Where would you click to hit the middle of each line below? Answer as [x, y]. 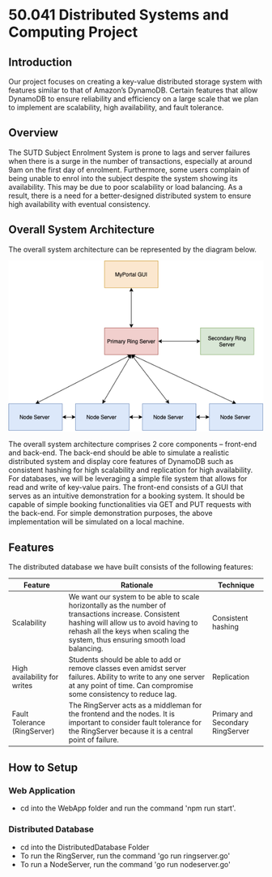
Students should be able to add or [125, 660]
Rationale [137, 585]
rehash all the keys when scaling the [129, 631]
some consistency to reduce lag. [123, 694]
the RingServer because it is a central [131, 731]
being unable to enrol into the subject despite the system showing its [123, 178]
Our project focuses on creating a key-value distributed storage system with [136, 82]
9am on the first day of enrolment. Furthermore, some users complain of [129, 170]
